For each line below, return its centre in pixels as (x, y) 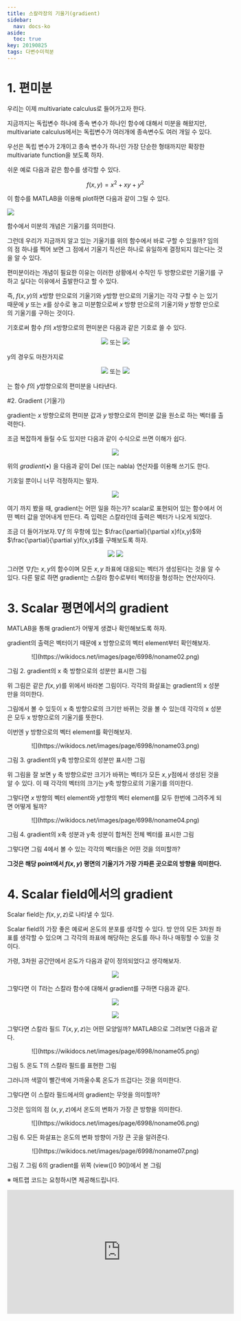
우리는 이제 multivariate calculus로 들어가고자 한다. (77, 108)
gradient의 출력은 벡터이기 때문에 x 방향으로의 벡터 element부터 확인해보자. (109, 643)
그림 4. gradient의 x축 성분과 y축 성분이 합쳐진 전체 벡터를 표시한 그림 (101, 834)
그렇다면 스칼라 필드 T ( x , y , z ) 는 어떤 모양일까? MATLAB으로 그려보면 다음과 (109, 1029)
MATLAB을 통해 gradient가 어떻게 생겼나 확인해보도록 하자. (87, 628)
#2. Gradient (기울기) (36, 401)
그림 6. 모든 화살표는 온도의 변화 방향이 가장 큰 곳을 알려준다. (88, 1137)
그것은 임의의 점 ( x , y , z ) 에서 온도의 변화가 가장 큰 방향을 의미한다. (95, 1110)
